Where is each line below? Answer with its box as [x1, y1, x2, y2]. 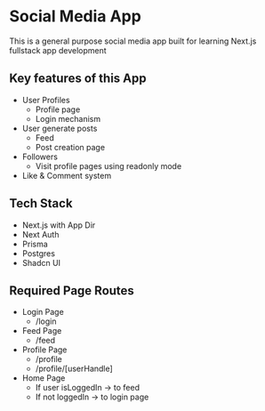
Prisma [21, 238, 49, 249]
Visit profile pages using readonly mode [35, 160, 182, 171]
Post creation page [35, 141, 105, 152]
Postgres [21, 247, 56, 259]
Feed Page [21, 326, 62, 336]
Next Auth [21, 229, 60, 239]
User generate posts [21, 123, 98, 133]
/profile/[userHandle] [35, 363, 113, 375]
